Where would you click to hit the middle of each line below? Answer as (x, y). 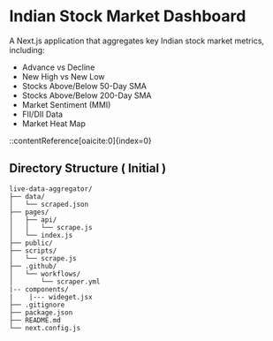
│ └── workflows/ (45, 274)
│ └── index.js (41, 235)
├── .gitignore (37, 305)
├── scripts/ (33, 250)
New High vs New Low (63, 76)
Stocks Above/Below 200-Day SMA (87, 95)
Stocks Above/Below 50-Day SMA (84, 86)
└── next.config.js (45, 328)
